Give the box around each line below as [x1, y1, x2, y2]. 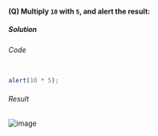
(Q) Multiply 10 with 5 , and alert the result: [8, 6, 151, 16]
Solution [8, 25, 38, 34]
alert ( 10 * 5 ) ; [8, 77, 59, 85]
